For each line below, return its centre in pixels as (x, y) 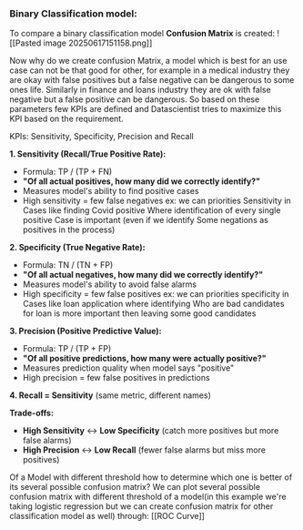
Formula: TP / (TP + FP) (67, 349)
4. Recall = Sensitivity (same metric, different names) (110, 395)
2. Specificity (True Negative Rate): (77, 248)
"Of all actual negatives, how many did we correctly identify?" (143, 275)
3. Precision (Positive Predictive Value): (86, 331)
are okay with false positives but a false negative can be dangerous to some (152, 80)
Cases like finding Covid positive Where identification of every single (151, 210)
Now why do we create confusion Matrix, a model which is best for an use (148, 61)
